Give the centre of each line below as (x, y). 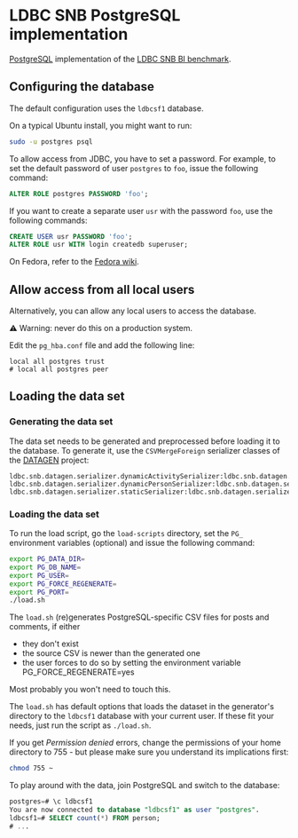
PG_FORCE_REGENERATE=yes (78, 672)
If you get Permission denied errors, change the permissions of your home (145, 743)
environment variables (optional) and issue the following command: (132, 543)
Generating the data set (61, 422)
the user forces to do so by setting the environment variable (131, 663)
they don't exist (51, 644)
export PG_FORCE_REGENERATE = (63, 584)
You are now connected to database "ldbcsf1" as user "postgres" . (134, 810)
